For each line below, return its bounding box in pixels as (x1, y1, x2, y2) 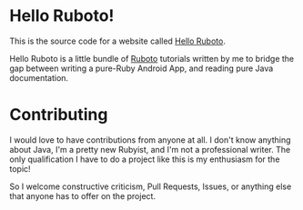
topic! (9, 163, 31, 174)
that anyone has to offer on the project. (9, 190, 157, 201)
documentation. (9, 72, 69, 83)
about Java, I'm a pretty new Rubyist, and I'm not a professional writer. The (9, 144, 291, 155)
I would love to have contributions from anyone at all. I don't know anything (9, 134, 291, 145)
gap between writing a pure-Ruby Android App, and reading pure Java (9, 63, 274, 74)
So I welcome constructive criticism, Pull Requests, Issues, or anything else (9, 181, 292, 192)
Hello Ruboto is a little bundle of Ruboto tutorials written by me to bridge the (9, 53, 295, 64)
